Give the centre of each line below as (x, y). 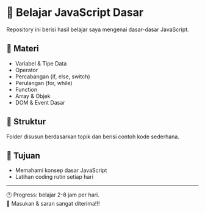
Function (26, 89)
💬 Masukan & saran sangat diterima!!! (53, 204)
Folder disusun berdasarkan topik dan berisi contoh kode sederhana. (93, 136)
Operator (27, 70)
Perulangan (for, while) (44, 83)
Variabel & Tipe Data (41, 63)
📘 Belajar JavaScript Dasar (75, 13)
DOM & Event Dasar (40, 102)
